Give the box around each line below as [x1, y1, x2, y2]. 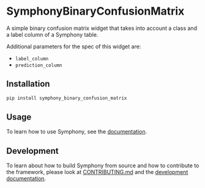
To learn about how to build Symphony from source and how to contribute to [6, 162, 199, 169]
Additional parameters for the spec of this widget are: [6, 43, 141, 50]
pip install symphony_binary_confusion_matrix [6, 95, 127, 101]
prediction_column [15, 62, 62, 68]
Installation [6, 79, 50, 89]
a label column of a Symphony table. [6, 31, 99, 38]
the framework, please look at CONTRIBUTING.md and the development [6, 168, 188, 176]
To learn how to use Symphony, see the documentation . [6, 128, 147, 136]
